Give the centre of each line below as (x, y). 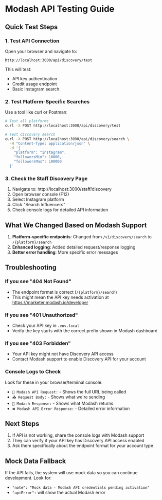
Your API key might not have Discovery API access (63, 354)
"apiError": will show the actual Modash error (59, 493)
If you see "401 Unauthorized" (42, 315)
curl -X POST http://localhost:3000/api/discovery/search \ (67, 139)
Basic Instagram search (36, 89)
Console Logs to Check (33, 372)
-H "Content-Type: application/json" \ (50, 143)
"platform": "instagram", (40, 152)
